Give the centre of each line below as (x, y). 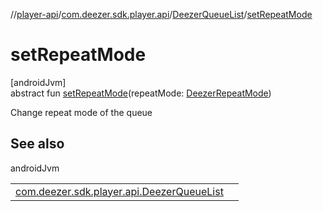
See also (37, 144)
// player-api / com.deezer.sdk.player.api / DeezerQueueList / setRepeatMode (161, 14)
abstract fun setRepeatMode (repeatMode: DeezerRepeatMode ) (141, 93)
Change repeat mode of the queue (81, 112)
